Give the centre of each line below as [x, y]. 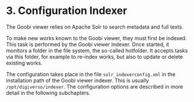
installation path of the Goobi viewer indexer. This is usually [77, 80]
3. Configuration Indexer [67, 11]
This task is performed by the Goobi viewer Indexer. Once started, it [88, 44]
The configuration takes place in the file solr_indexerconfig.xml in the [91, 74]
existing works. [24, 63]
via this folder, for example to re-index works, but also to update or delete [94, 57]
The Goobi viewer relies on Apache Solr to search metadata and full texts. [95, 27]
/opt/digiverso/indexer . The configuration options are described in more [95, 86]
